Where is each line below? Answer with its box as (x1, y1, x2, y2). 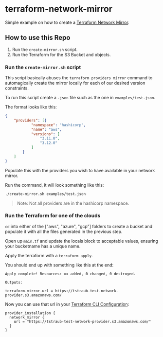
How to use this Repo (5, 34, 71, 42)
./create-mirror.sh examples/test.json (5, 191, 86, 196)
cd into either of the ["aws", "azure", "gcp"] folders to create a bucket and (5, 223, 153, 229)
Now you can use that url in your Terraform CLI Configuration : (5, 301, 129, 307)
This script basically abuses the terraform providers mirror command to (5, 75, 153, 81)
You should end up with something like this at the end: (5, 262, 114, 268)
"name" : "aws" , (31, 127, 62, 132)
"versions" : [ (31, 131, 60, 137)
